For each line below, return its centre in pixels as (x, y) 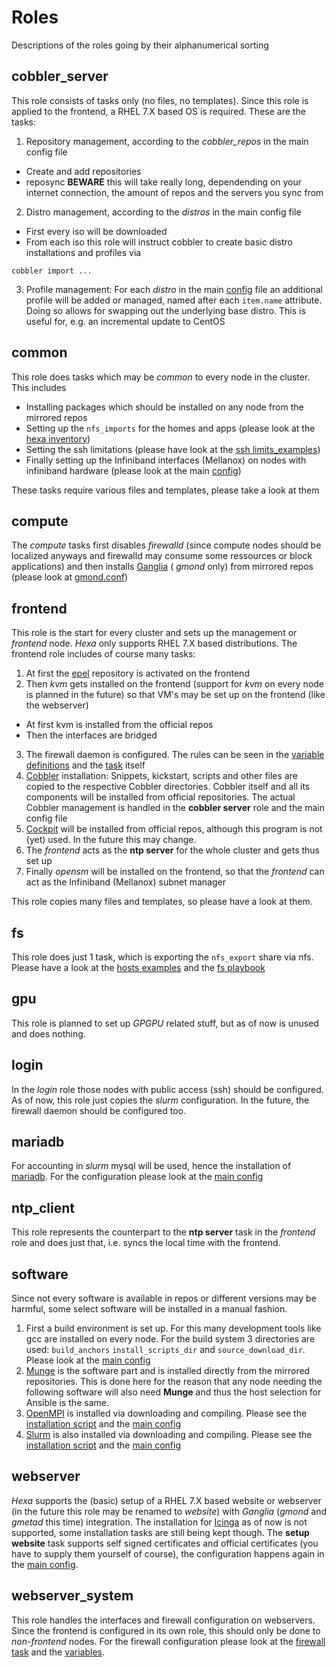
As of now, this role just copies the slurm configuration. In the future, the (160, 1100)
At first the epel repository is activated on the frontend (137, 673)
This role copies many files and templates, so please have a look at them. (162, 902)
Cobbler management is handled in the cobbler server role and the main (175, 808)
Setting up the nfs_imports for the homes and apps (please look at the (170, 428)
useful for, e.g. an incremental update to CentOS (125, 321)
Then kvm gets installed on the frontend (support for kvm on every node (175, 684)
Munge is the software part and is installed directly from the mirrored (168, 1371)
